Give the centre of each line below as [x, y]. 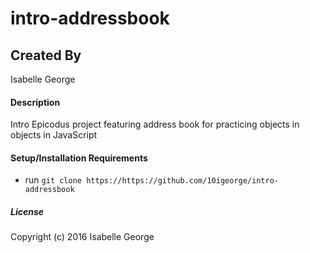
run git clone [53, 180]
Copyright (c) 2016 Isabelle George [82, 237]
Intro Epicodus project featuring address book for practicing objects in [155, 124]
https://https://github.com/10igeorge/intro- [182, 181]
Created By [46, 55]
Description [35, 102]
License [27, 211]
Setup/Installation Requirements [79, 158]
